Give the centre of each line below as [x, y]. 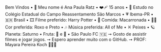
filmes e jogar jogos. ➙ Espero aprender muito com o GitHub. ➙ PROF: [76, 39]
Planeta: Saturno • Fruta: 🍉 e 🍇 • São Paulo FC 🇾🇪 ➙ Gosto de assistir [76, 34]
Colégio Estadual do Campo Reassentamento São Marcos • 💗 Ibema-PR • [79, 14]
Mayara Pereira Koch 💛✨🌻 [31, 45]
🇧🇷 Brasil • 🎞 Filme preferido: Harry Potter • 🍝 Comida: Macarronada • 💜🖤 [81, 20]
